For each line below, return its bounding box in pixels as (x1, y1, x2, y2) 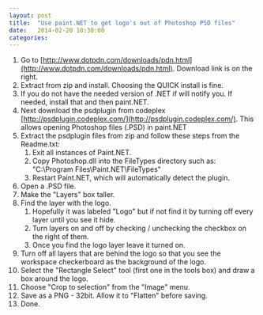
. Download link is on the (172, 64, 253, 74)
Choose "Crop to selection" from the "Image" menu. (20, 283, 190, 292)
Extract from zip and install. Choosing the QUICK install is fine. (20, 81, 224, 90)
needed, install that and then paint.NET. (20, 97, 149, 107)
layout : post (9, 11, 52, 20)
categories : (9, 33, 48, 42)
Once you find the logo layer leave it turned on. (32, 241, 186, 250)
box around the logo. (20, 274, 89, 283)
